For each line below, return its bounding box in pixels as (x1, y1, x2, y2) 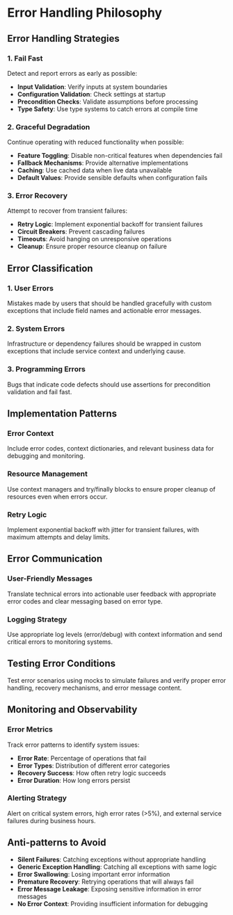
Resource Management (7, 469, 88, 479)
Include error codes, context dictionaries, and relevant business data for (7, 444, 214, 453)
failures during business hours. (7, 816, 96, 825)
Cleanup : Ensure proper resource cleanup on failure (17, 242, 167, 251)
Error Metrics (7, 724, 54, 734)
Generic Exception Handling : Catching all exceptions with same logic (17, 862, 217, 871)
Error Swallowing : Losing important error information (17, 870, 170, 878)
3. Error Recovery (7, 191, 68, 201)
